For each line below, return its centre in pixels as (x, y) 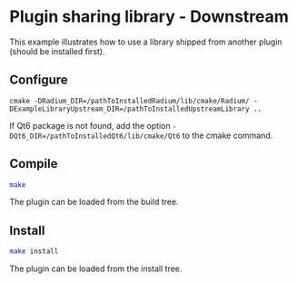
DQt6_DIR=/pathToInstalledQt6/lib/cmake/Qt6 (95, 136)
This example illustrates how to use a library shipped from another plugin (146, 42)
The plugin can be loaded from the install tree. (96, 268)
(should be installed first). (57, 51)
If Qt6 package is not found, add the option (90, 125)
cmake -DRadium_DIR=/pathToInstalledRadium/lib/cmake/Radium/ (129, 101)
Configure (39, 80)
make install (34, 251)
